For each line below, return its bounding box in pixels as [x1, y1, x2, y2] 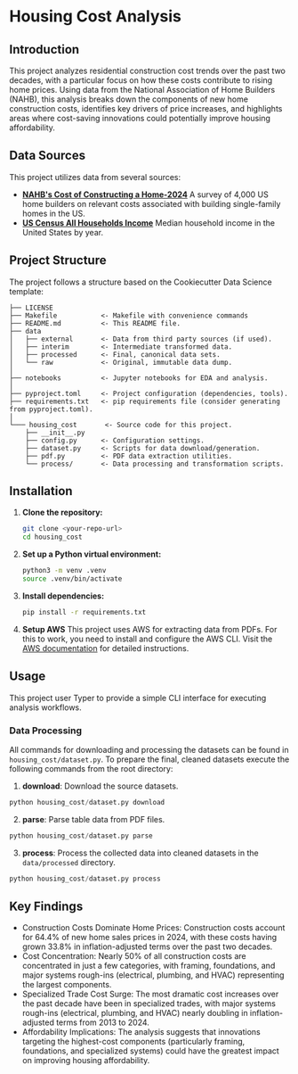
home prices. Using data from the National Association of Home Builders [9, 85, 276, 95]
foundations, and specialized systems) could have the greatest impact [21, 1045, 280, 1056]
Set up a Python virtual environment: [21, 549, 162, 559]
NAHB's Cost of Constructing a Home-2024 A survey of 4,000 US [21, 189, 269, 200]
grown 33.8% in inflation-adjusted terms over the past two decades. [21, 941, 273, 952]
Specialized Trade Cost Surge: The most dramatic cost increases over [21, 988, 279, 1000]
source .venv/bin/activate [21, 574, 123, 583]
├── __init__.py [25, 428, 86, 437]
